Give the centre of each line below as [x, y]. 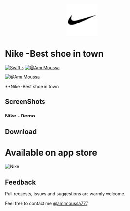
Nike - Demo [20, 116]
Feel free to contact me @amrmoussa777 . [47, 203]
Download [21, 131]
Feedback [21, 182]
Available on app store [51, 152]
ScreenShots [25, 102]
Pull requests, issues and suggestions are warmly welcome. [65, 194]
